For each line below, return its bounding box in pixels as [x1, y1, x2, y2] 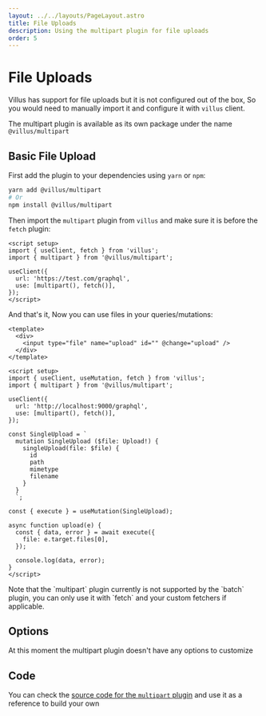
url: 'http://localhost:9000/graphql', [15, 402, 149, 410]
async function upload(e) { [8, 521, 102, 529]
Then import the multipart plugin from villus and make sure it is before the [8, 215, 258, 225]
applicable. [8, 601, 45, 611]
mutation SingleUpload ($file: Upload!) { [15, 437, 159, 445]
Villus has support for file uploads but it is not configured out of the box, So [8, 95, 256, 105]
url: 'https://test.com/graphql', [15, 274, 130, 283]
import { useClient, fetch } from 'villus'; [8, 246, 159, 255]
